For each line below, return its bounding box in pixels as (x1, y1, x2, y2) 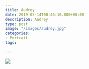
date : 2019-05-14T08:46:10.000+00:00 (5, 12, 84, 17)
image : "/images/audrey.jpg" (5, 26, 66, 31)
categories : (5, 31, 30, 36)
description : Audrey (5, 17, 49, 22)
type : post (5, 21, 28, 27)
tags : (5, 40, 17, 45)
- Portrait (5, 36, 28, 41)
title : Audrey (5, 7, 35, 13)
